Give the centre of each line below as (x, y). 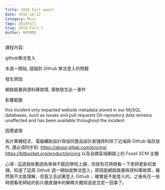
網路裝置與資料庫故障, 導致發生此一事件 (45, 89)
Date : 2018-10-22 (23, 14)
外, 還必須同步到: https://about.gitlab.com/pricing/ (56, 147)
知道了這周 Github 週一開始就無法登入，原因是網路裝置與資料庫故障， (85, 170)
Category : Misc (21, 19)
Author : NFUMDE (21, 33)
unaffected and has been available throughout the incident (65, 120)
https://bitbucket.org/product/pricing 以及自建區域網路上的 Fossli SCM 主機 (82, 153)
